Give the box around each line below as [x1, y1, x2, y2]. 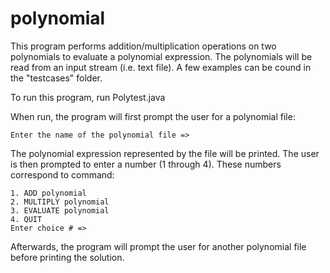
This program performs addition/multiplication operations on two [10, 40, 277, 52]
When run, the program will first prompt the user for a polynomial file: [10, 110, 296, 122]
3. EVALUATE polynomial [10, 205, 110, 216]
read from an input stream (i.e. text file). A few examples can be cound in [10, 61, 312, 73]
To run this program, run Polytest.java [10, 91, 166, 103]
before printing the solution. [10, 251, 125, 263]
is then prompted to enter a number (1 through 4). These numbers [10, 158, 282, 170]
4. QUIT [10, 214, 43, 224]
